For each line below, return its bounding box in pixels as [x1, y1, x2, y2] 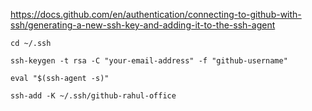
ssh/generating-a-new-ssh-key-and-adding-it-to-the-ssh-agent [10, 19, 276, 31]
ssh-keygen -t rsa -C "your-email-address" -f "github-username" [10, 56, 288, 66]
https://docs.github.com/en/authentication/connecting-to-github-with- [10, 9, 302, 20]
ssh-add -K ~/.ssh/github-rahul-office [10, 91, 177, 101]
